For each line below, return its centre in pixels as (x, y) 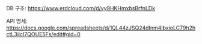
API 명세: (17, 21)
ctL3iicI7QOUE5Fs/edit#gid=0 (44, 34)
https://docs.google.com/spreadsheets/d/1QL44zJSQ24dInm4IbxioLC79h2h (101, 28)
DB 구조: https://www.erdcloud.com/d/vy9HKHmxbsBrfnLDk (81, 8)
